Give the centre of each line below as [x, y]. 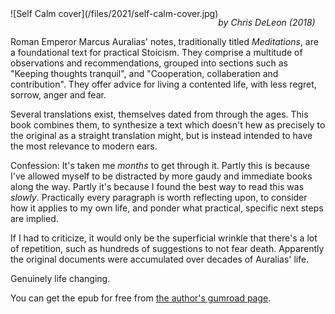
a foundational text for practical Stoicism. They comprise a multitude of [156, 52]
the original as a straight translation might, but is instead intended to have [161, 135]
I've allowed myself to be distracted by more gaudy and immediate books [161, 176]
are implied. [34, 218]
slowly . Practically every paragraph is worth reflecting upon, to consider [159, 197]
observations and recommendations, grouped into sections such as [149, 63]
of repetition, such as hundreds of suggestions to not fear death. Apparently [167, 248]
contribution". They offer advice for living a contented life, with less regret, [163, 84]
